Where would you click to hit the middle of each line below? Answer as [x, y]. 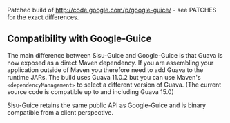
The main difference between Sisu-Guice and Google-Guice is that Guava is [115, 55]
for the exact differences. [43, 17]
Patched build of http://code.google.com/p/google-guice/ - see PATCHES [112, 10]
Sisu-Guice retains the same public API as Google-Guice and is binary [106, 105]
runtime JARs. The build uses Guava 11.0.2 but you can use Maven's [104, 77]
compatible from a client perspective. [60, 112]
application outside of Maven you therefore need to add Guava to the [105, 70]
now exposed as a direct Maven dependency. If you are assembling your [111, 63]
